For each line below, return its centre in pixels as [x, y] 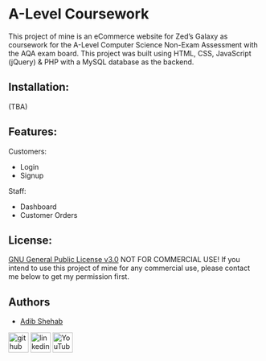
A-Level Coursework [79, 14]
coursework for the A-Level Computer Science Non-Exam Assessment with [133, 44]
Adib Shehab [41, 322]
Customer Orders [49, 215]
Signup [32, 175]
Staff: [17, 191]
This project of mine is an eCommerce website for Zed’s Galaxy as [118, 36]
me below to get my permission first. [69, 277]
